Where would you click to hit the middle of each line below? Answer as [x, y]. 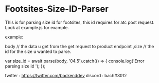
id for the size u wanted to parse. [38, 51]
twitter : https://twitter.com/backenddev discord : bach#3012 [66, 75]
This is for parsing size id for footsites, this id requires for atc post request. [80, 22]
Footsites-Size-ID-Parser [57, 9]
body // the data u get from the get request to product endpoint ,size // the [79, 46]
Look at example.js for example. [37, 27]
